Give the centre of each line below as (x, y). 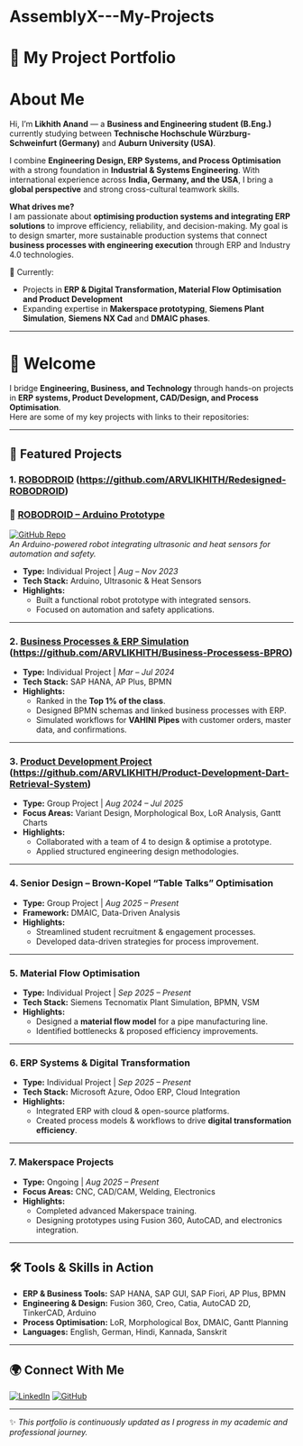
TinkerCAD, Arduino (59, 1313)
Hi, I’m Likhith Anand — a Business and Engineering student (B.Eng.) (141, 124)
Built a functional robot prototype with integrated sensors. (143, 599)
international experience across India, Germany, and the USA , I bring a (141, 180)
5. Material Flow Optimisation (75, 973)
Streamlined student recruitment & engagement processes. (146, 931)
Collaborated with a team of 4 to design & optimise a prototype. (154, 842)
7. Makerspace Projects (62, 1162)
